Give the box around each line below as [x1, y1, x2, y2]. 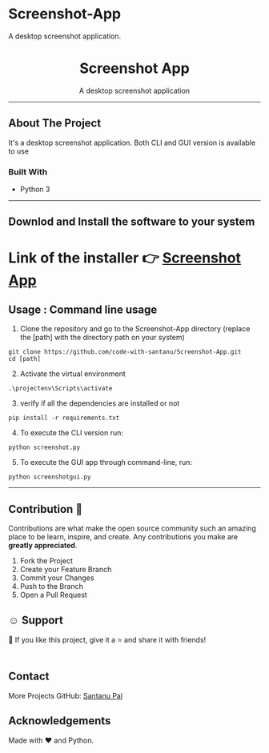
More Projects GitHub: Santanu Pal [8, 691, 122, 700]
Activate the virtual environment [19, 369, 126, 379]
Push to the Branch [19, 582, 84, 591]
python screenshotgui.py [8, 473, 91, 481]
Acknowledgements [8, 714, 111, 728]
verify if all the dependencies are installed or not [19, 399, 180, 408]
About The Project [8, 117, 102, 130]
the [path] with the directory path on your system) [19, 333, 186, 342]
